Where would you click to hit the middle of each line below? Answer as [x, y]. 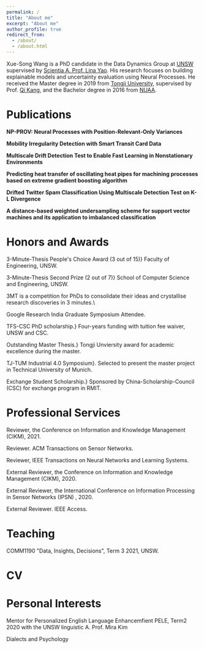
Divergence [26, 199]
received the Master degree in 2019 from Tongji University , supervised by [99, 83]
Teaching [31, 533]
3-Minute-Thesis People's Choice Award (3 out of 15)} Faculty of [88, 259]
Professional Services [63, 413]
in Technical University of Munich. [49, 370]
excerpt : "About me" [33, 23]
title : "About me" [30, 18]
